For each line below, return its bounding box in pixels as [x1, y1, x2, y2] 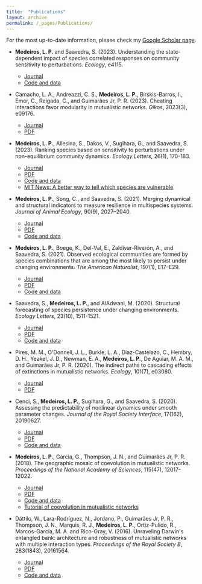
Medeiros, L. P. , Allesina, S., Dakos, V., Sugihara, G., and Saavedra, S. [14, 140, 189, 147]
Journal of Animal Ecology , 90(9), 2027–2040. [14, 208, 131, 215]
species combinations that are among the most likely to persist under [14, 257, 187, 264]
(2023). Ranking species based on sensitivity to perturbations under [14, 146, 185, 154]
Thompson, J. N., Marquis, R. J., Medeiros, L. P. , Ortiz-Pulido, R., [14, 521, 177, 528]
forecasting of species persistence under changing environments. [14, 306, 179, 314]
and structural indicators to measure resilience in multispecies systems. [14, 202, 194, 209]
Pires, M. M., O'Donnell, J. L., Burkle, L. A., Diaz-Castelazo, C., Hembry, [14, 349, 193, 356]
